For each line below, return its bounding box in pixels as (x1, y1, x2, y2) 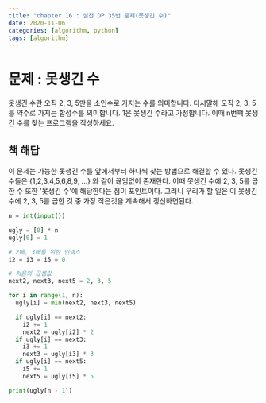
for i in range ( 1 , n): (8, 292, 83, 300)
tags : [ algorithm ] (8, 33, 69, 42)
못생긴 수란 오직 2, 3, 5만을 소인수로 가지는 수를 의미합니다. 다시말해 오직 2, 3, (8, 99, 250, 108)
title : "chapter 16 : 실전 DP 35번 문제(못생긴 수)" (8, 11, 172, 20)
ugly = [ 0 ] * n (8, 226, 59, 234)
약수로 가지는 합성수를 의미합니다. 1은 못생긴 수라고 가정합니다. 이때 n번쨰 (16, 108, 244, 118)
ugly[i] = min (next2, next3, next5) (15, 299, 137, 307)
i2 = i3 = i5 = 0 (8, 255, 66, 263)
